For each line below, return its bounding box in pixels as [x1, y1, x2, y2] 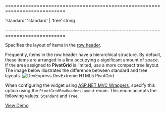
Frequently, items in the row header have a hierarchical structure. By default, [5, 52, 162, 57]
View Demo [5, 103, 29, 108]
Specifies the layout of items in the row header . [5, 42, 102, 48]
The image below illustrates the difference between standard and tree [5, 67, 148, 73]
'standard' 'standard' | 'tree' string [5, 18, 75, 23]
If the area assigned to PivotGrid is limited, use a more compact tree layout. [5, 62, 160, 68]
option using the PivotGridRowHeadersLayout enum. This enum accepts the [5, 88, 157, 93]
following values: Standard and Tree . [5, 93, 79, 99]
